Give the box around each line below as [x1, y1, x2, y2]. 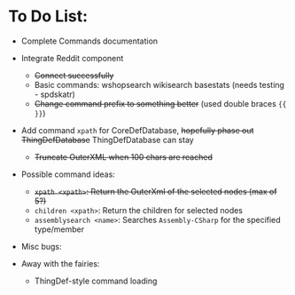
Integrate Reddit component [20, 52, 124, 63]
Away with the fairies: [20, 258, 100, 268]
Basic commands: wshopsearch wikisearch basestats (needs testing [34, 79, 285, 90]
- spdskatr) [34, 89, 76, 100]
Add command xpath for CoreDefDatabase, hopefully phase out [20, 124, 254, 135]
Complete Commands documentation [20, 36, 159, 46]
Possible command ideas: [20, 169, 116, 179]
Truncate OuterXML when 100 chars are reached [34, 151, 213, 162]
